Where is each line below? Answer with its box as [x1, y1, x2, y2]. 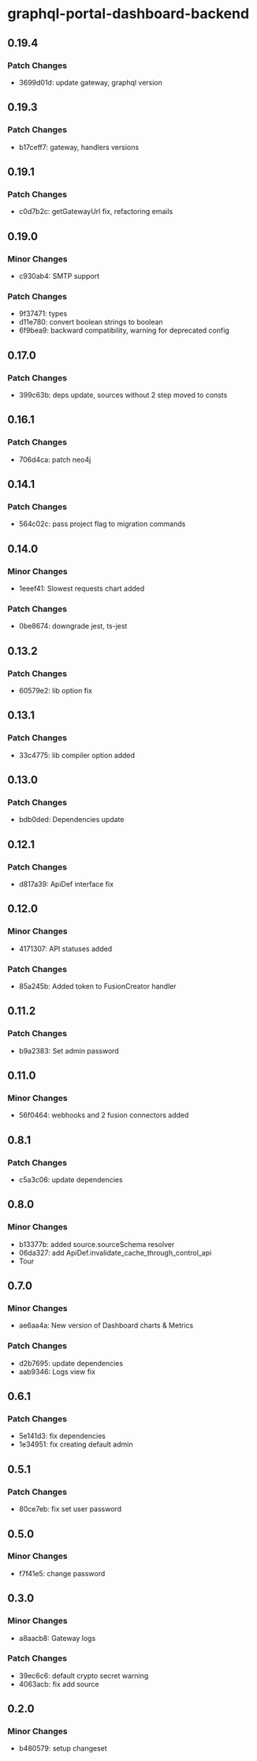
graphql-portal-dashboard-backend [7, 5, 250, 23]
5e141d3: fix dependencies [18, 1431, 106, 1441]
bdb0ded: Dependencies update [18, 815, 125, 824]
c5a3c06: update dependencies [18, 1175, 123, 1185]
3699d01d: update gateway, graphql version [18, 77, 163, 87]
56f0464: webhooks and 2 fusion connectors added [18, 1110, 189, 1120]
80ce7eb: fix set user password [18, 1504, 122, 1514]
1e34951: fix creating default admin [18, 1440, 133, 1449]
